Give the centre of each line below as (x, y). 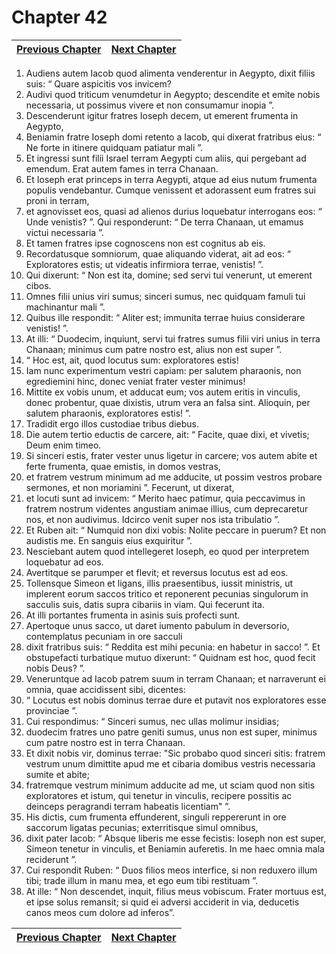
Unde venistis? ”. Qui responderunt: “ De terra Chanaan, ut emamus (164, 222)
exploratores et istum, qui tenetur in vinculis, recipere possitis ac (159, 795)
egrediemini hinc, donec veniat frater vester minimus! (135, 381)
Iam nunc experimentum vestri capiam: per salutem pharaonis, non (163, 370)
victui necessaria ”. (64, 232)
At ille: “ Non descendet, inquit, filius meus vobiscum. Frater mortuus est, (176, 891)
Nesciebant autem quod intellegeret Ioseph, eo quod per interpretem (167, 551)
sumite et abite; (57, 774)
